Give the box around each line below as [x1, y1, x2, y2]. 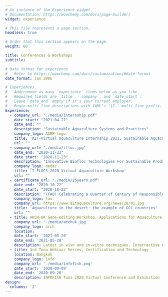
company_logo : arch [14, 224, 55, 229]
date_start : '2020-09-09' [14, 266, 68, 271]
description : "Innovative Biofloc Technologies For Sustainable [14, 159, 151, 164]
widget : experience [5, 16, 46, 21]
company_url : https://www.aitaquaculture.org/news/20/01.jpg [14, 201, 144, 206]
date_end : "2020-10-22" [14, 182, 64, 187]
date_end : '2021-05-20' [14, 238, 64, 243]
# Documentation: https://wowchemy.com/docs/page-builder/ [5, 12, 131, 17]
